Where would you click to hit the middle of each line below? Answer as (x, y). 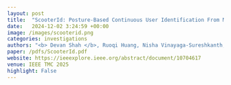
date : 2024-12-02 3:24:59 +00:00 (58, 26)
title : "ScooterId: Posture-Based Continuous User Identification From (113, 20)
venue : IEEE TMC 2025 (38, 64)
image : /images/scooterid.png (51, 33)
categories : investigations (47, 39)
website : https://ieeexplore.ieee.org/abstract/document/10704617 (104, 58)
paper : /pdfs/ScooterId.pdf (47, 52)
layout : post (26, 13)
